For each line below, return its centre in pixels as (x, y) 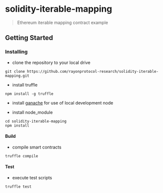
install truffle (25, 85)
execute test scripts (32, 178)
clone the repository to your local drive (51, 63)
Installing (16, 52)
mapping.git (17, 76)
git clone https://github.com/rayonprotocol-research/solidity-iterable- (82, 71)
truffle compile (22, 156)
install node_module (32, 112)
